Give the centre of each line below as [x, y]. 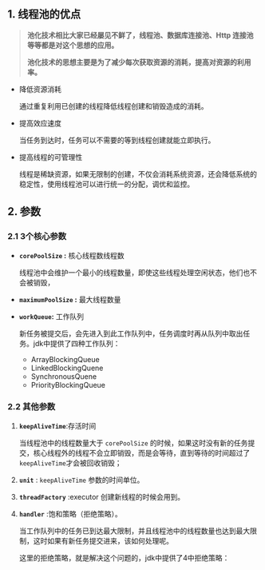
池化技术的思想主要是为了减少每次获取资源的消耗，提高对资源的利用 [139, 62]
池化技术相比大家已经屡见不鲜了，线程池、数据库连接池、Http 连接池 [140, 35]
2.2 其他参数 [32, 407]
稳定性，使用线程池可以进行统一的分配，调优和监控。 [107, 184]
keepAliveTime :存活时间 [57, 425]
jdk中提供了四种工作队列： [77, 343]
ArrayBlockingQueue [65, 359]
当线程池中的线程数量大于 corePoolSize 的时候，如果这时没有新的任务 [133, 443]
